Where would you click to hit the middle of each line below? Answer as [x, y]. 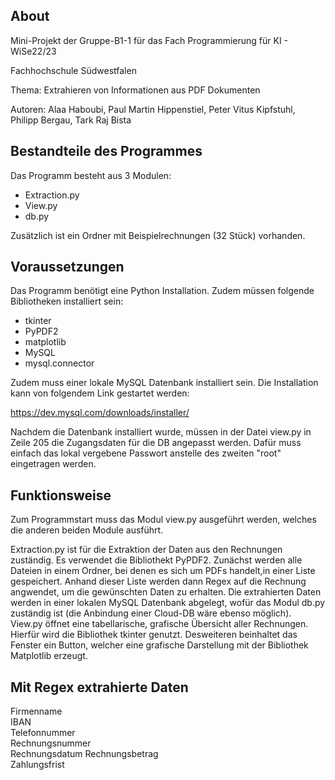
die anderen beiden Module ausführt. [87, 530]
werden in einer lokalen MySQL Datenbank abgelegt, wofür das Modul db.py [168, 603]
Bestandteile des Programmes [106, 151]
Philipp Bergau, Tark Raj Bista [71, 120]
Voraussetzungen [67, 267]
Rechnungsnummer [51, 743]
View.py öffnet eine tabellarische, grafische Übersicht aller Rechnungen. [159, 624]
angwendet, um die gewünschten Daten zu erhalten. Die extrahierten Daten [166, 592]
